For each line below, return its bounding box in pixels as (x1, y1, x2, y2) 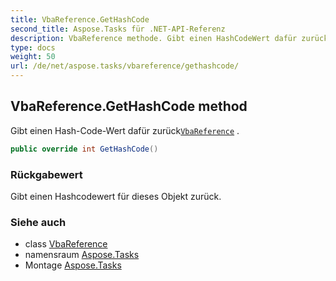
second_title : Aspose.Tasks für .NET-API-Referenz (10, 24, 226, 34)
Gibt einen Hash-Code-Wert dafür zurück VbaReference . (10, 124, 240, 136)
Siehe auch (10, 215, 67, 229)
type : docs (10, 42, 56, 53)
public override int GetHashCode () (10, 144, 159, 154)
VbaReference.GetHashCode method (10, 98, 248, 115)
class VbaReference (24, 238, 108, 250)
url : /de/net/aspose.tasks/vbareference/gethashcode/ (10, 61, 240, 71)
